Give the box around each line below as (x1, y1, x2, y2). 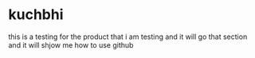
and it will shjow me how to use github (8, 40, 134, 49)
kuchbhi (8, 6, 64, 24)
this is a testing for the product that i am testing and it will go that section (8, 32, 248, 41)
